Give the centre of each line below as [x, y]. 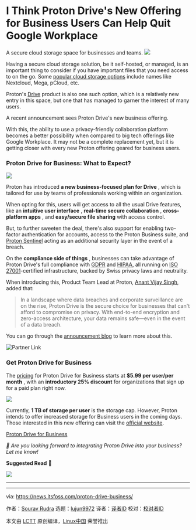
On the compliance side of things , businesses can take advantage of [90, 259]
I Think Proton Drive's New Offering [94, 11]
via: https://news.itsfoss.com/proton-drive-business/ [69, 496]
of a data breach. [41, 325]
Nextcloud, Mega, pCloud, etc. [43, 83]
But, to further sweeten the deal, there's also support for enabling [85, 228]
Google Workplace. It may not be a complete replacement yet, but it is [90, 141]
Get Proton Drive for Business [49, 363]
